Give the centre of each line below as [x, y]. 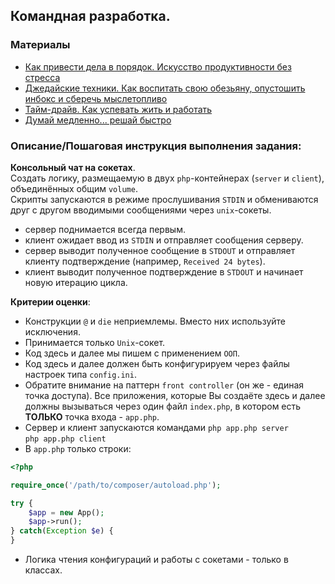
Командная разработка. [90, 16]
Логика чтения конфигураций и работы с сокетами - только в [156, 560]
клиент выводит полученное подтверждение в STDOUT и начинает [164, 271]
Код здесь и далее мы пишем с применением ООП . [132, 353]
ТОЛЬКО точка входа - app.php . [92, 416]
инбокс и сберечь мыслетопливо [96, 98]
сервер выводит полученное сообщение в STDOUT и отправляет [160, 250]
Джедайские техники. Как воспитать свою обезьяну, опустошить [165, 88]
